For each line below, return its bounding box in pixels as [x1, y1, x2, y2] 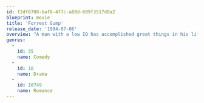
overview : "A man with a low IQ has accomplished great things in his [6, 32, 189, 38]
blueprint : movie [6, 15, 50, 21]
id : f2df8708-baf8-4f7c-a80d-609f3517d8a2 [6, 8, 115, 15]
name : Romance [17, 88, 53, 94]
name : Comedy [17, 54, 50, 60]
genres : [6, 37, 26, 43]
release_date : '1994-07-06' [6, 25, 78, 32]
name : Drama [17, 71, 47, 77]
